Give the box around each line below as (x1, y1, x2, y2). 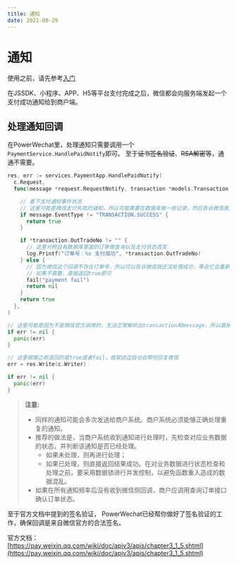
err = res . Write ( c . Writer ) (7, 361, 87, 368)
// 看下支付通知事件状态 (20, 198, 83, 205)
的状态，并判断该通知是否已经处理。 (35, 441, 141, 450)
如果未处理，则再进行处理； (45, 450, 127, 459)
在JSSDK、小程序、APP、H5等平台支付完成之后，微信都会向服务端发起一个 (7, 89, 227, 97)
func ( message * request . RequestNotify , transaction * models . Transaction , (13, 185, 232, 192)
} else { (20, 257, 46, 264)
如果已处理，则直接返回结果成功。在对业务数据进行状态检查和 (45, 459, 226, 467)
